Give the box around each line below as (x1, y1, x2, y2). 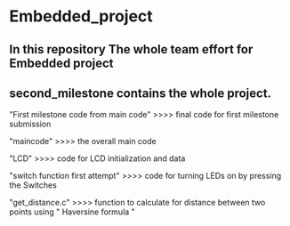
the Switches (9, 180, 58, 190)
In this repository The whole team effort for (9, 42, 254, 57)
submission (9, 118, 52, 130)
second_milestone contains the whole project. (9, 85, 272, 101)
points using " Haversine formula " (9, 206, 135, 217)
